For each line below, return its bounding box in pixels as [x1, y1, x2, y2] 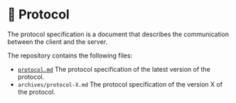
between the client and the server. [7, 37, 108, 45]
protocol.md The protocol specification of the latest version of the [17, 65, 211, 73]
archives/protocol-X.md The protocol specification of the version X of [17, 80, 222, 88]
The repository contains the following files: [7, 51, 133, 60]
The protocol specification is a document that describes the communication [7, 30, 230, 38]
